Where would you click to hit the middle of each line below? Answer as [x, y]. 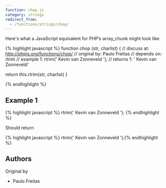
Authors [19, 159]
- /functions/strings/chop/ [40, 24]
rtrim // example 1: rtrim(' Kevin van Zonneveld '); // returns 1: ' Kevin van [81, 59]
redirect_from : [21, 19]
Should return [20, 128]
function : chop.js [25, 10]
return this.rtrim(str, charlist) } [36, 75]
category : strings [25, 15]
